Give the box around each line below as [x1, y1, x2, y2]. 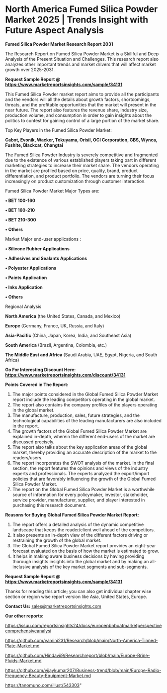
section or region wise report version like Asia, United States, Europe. [5, 594, 148, 599]
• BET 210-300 [5, 216, 36, 222]
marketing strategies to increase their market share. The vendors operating [5, 162, 159, 168]
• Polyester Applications [5, 265, 57, 271]
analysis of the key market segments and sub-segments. [31, 564, 148, 570]
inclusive [12, 564, 31, 570]
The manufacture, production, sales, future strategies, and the [12, 412, 140, 418]
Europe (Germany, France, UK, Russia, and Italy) [5, 322, 104, 329]
